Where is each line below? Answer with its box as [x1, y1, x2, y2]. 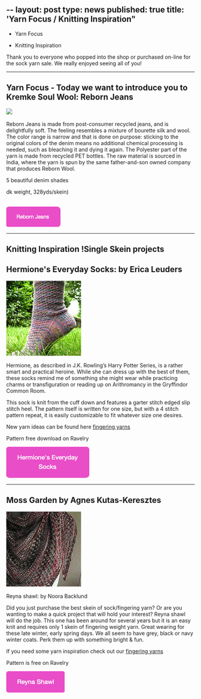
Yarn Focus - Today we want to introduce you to [6, 83, 188, 93]
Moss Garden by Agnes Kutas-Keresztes [6, 495, 162, 505]
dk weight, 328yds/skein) [6, 188, 69, 195]
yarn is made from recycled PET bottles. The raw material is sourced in [6, 152, 181, 159]
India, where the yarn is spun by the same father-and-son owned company [6, 158, 191, 165]
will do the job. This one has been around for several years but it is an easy [6, 617, 191, 624]
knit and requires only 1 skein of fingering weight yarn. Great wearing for [6, 623, 185, 630]
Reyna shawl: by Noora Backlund [6, 592, 88, 599]
